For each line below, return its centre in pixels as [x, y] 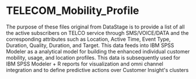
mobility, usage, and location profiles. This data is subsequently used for [93, 58]
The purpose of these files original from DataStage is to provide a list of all [95, 27]
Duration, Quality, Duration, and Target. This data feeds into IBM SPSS [90, 45]
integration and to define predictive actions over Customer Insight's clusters [97, 70]
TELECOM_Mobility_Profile [73, 11]
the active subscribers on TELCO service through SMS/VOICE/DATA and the [97, 33]
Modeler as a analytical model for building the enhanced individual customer [98, 51]
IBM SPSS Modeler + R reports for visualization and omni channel [85, 64]
